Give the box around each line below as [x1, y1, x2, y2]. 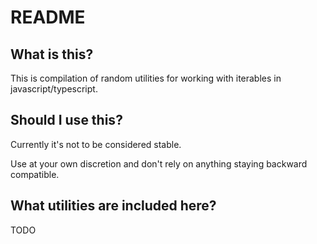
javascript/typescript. [10, 83, 98, 95]
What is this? [10, 46, 94, 63]
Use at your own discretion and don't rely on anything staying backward [10, 157, 308, 170]
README [10, 6, 86, 29]
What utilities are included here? [10, 197, 217, 215]
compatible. [10, 168, 60, 180]
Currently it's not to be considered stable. [10, 138, 182, 150]
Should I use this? [10, 112, 123, 129]
